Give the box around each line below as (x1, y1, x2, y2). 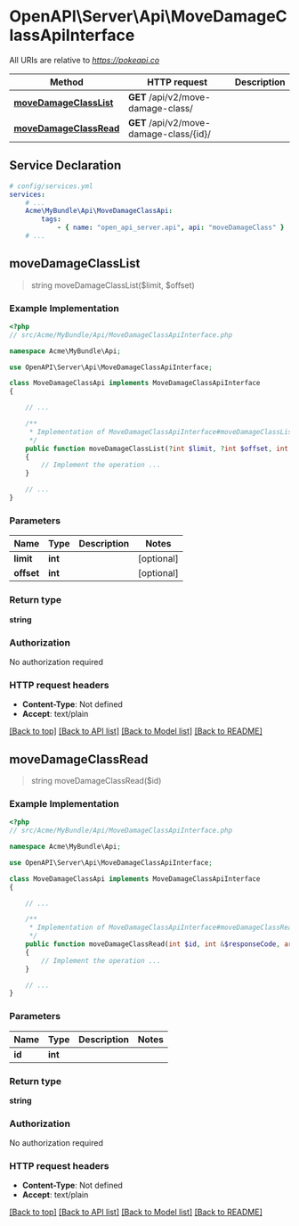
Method (49, 76, 85, 88)
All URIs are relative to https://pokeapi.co (9, 54, 160, 65)
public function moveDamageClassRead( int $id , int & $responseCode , (25, 940, 280, 949)
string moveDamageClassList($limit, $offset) (30, 279, 196, 291)
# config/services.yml (9, 181, 93, 191)
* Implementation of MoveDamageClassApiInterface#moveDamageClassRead (28, 923, 296, 933)
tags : (41, 215, 62, 224)
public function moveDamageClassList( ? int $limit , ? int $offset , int (25, 444, 289, 453)
